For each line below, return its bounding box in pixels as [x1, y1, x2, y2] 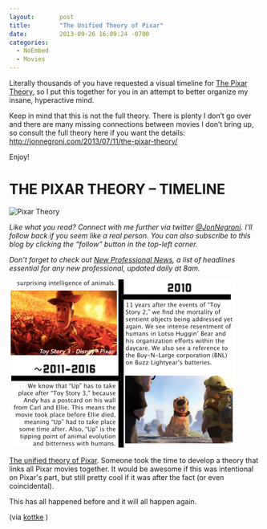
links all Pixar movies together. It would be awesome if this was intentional [9, 464, 254, 474]
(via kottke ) [9, 512, 49, 522]
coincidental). [9, 481, 55, 490]
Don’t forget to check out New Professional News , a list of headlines [9, 254, 236, 264]
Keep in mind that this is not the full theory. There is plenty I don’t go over [9, 111, 252, 120]
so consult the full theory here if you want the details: [9, 128, 185, 137]
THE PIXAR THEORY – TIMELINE [9, 181, 226, 198]
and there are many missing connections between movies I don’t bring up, [9, 120, 254, 128]
